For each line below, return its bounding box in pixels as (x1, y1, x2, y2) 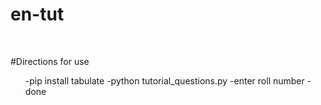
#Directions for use (10, 55, 90, 67)
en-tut (10, 3, 65, 26)
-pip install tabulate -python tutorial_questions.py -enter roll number (24, 74, 305, 87)
